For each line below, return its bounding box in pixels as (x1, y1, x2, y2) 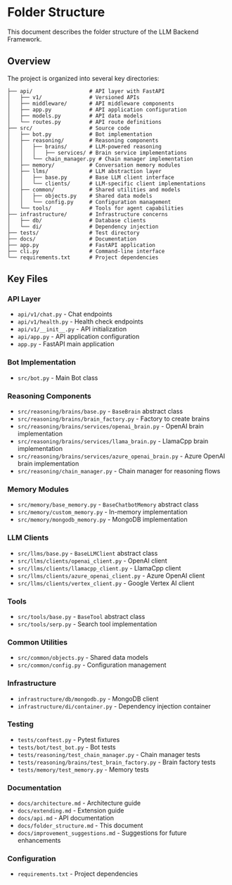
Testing (7, 719, 34, 729)
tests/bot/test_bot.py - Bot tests (17, 743, 116, 751)
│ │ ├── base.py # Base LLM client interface (7, 174, 174, 181)
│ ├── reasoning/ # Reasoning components (7, 136, 159, 144)
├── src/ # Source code (7, 125, 131, 132)
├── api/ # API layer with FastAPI (7, 87, 165, 95)
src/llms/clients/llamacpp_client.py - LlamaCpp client (17, 564, 181, 572)
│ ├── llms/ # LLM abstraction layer (7, 167, 162, 174)
